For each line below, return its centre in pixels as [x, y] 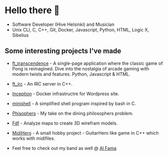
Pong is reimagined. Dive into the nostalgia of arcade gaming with [81, 68]
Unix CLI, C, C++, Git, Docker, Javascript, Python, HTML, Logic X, [80, 29]
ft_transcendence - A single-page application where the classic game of [87, 63]
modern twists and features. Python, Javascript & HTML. [71, 74]
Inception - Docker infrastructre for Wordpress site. [66, 94]
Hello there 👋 [32, 10]
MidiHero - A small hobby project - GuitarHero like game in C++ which [85, 133]
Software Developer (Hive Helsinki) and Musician [63, 24]
